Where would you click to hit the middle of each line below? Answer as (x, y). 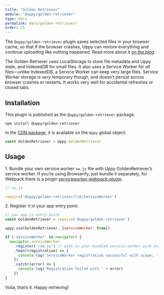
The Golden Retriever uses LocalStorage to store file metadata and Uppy (78, 62)
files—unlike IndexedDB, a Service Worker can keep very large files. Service (82, 72)
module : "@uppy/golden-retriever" (40, 14)
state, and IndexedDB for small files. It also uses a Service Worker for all (78, 67)
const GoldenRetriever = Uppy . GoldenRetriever (53, 141)
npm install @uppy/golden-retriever (42, 123)
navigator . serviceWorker (35, 242)
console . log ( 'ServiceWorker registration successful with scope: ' (88, 255)
